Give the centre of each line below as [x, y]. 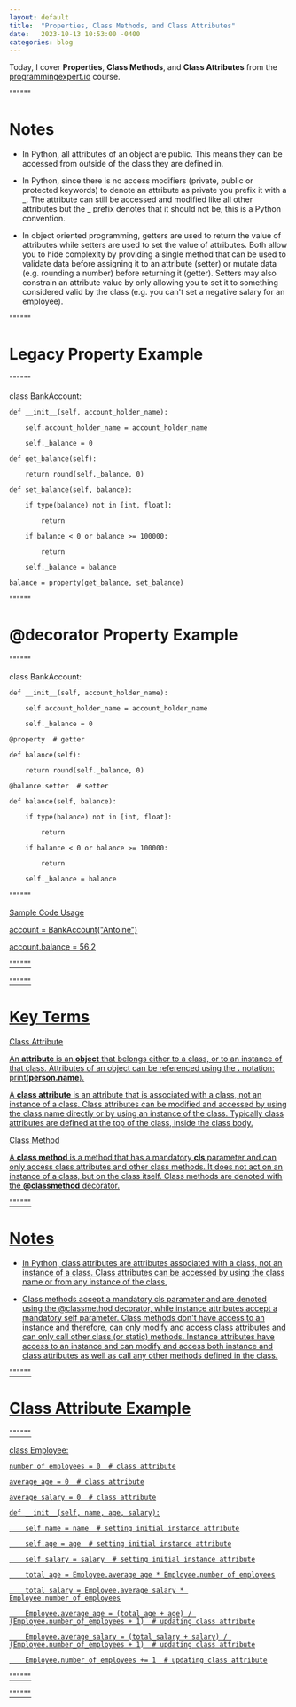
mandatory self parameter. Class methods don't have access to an [143, 1317]
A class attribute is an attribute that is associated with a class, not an [136, 1094]
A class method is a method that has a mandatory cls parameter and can [143, 1157]
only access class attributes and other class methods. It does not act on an [146, 1167]
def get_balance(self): [53, 459]
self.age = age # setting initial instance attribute [129, 1544]
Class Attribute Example [100, 1408]
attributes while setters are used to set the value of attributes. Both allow [155, 245]
